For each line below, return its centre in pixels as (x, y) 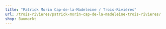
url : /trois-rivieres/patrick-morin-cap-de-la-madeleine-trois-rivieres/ (83, 14)
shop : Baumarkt (21, 19)
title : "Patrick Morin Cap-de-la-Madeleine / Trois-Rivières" (71, 10)
